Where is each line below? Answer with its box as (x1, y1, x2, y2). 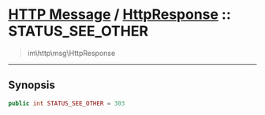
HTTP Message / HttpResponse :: (8, 6, 231, 24)
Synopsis (8, 79, 55, 92)
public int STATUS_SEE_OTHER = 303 (8, 99, 125, 107)
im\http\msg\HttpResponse (27, 48, 116, 57)
